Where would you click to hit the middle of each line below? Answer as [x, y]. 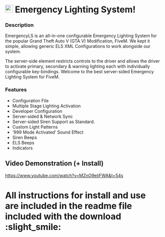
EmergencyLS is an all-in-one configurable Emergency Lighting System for [81, 36]
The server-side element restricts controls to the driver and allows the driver [82, 61]
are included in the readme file [68, 206]
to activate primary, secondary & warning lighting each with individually [78, 66]
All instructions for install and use [76, 195]
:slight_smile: [33, 227]
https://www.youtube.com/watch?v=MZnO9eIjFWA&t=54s [64, 175]
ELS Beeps [23, 142]
